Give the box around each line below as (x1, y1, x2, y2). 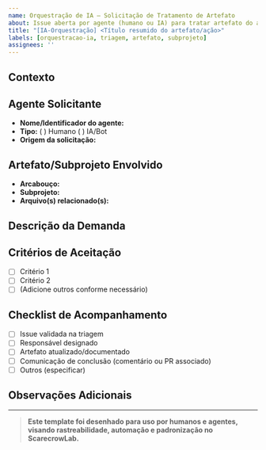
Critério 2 (19, 276, 51, 285)
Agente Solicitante (8, 97, 102, 111)
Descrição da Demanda (8, 219, 126, 232)
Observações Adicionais (8, 389, 132, 402)
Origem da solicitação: (19, 135, 97, 145)
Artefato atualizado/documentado (19, 347, 131, 357)
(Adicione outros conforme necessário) (19, 284, 148, 294)
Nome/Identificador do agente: (19, 118, 124, 128)
